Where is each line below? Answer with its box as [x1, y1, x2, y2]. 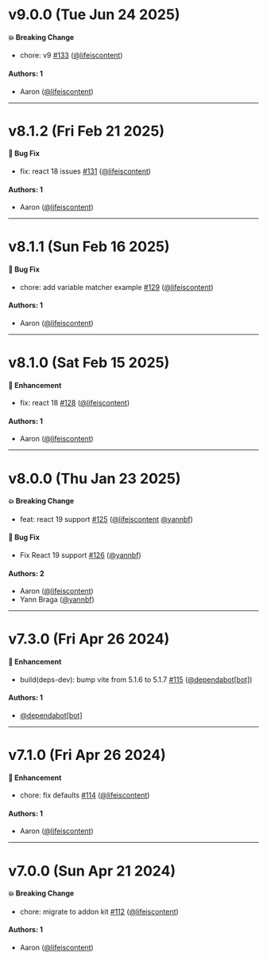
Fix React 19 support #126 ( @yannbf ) [19, 550, 141, 559]
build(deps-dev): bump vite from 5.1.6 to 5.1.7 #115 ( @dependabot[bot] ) [19, 675, 253, 684]
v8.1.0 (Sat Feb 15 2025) [8, 353, 170, 371]
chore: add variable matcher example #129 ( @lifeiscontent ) [19, 282, 214, 292]
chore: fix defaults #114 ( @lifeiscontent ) [19, 790, 150, 800]
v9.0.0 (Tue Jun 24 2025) [8, 6, 180, 24]
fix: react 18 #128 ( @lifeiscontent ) [19, 398, 130, 408]
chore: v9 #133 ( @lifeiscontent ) [19, 50, 123, 61]
